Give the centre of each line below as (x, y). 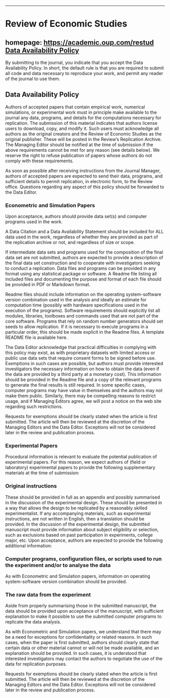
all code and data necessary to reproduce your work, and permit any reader (84, 73)
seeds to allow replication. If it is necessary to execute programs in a (77, 327)
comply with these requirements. (39, 161)
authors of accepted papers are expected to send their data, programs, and (84, 176)
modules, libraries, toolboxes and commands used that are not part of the (82, 316)
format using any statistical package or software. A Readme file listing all (81, 274)
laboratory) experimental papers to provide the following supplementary (80, 468)
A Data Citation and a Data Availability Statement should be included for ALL (84, 232)
